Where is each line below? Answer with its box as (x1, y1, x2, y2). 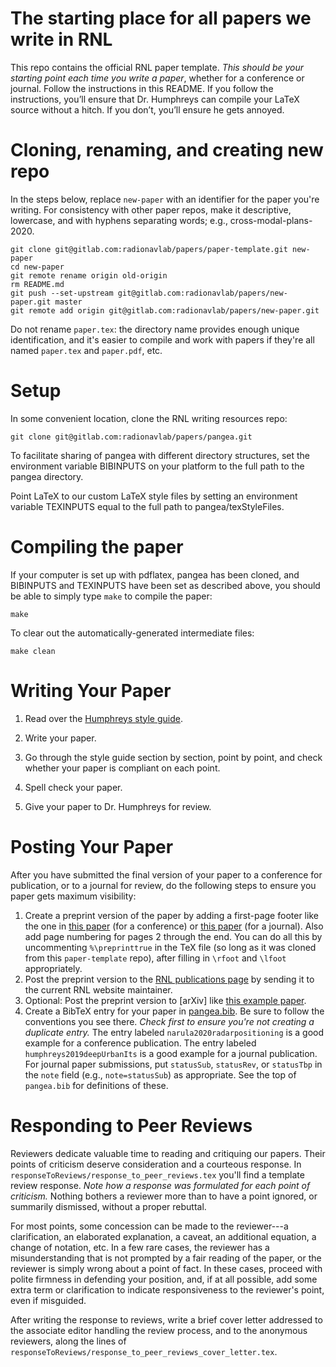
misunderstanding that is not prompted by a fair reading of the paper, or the (10, 1252, 322, 1264)
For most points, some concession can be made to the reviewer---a (10, 1220, 289, 1232)
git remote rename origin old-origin (10, 270, 168, 281)
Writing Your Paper (10, 679, 172, 702)
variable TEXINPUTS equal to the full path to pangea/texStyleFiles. (10, 500, 285, 512)
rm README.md (10, 279, 65, 289)
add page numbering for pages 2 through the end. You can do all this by (24, 930, 323, 942)
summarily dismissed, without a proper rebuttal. (10, 1200, 207, 1212)
